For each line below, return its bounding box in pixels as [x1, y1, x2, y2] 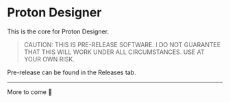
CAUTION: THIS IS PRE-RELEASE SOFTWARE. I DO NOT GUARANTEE [23, 40, 221, 48]
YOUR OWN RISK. [23, 55, 75, 63]
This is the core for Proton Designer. [7, 27, 110, 35]
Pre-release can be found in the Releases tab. [7, 68, 136, 76]
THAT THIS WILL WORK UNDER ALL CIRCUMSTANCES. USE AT [23, 48, 205, 56]
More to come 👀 [7, 87, 53, 96]
